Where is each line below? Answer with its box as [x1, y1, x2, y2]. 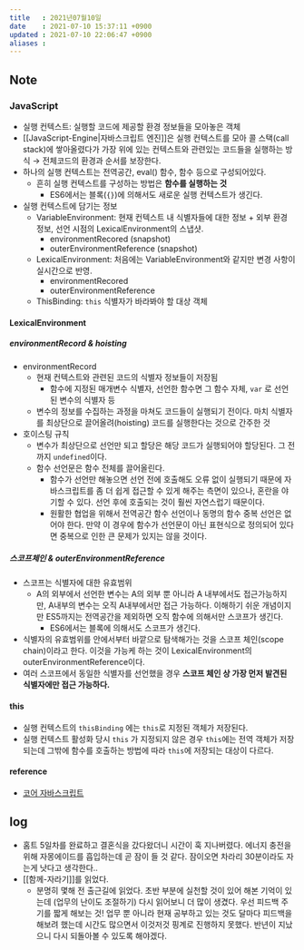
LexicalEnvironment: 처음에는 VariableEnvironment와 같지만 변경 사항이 [35, 253, 296, 264]
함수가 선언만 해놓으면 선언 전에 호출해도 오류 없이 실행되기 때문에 [49, 474, 283, 485]
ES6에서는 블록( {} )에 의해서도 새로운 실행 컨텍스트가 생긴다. [49, 189, 263, 200]
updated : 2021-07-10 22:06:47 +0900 [9, 30, 152, 39]
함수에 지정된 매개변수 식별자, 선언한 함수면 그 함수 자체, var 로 [49, 383, 272, 394]
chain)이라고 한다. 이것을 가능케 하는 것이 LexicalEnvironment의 [22, 645, 252, 656]
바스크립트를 [49, 485, 94, 495]
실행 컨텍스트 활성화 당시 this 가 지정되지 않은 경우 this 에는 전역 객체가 [22, 733, 279, 744]
